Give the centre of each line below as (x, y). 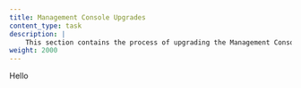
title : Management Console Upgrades (77, 17)
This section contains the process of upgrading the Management (148, 42)
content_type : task (46, 26)
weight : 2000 (34, 51)
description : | (38, 34)
